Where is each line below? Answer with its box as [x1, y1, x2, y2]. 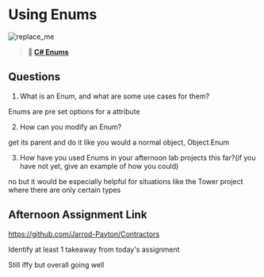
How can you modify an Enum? [19, 121, 122, 132]
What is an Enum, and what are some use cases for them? [19, 91, 210, 101]
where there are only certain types [8, 185, 121, 194]
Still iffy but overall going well [8, 260, 105, 269]
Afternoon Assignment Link [8, 208, 147, 221]
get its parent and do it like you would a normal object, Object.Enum [8, 137, 230, 147]
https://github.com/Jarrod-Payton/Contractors [8, 229, 160, 239]
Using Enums [8, 6, 98, 24]
